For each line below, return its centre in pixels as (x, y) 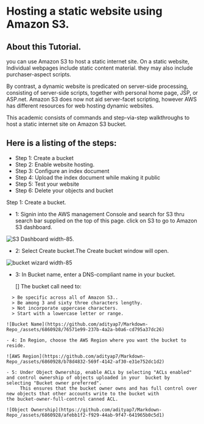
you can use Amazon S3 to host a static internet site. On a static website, (98, 61)
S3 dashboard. (34, 227)
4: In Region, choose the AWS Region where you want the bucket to (99, 340)
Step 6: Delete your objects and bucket (64, 190)
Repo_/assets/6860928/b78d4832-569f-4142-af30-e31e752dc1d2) (86, 362)
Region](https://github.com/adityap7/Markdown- (84, 356)
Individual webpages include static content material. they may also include (100, 68)
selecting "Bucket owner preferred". (54, 383)
